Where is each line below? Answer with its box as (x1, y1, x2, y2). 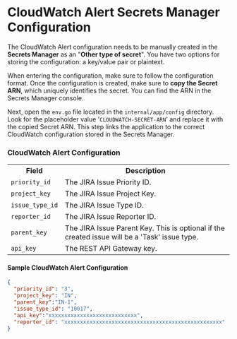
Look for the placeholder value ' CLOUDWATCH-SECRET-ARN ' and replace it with (7, 114, 224, 124)
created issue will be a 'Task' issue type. (64, 232, 199, 242)
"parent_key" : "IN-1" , (13, 299, 78, 306)
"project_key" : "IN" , (13, 292, 78, 299)
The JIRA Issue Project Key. (64, 189, 157, 198)
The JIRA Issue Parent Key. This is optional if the (64, 223, 225, 233)
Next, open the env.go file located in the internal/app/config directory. (7, 107, 214, 116)
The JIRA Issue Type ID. (64, 201, 145, 210)
